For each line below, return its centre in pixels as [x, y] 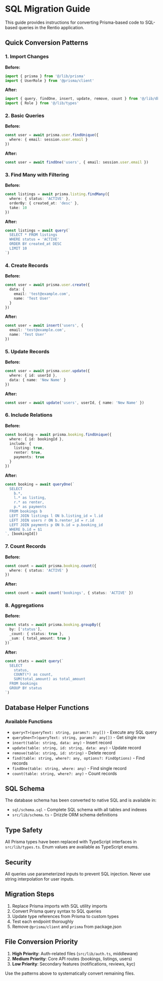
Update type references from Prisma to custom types [65, 916]
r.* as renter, [29, 502]
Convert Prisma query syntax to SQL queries [57, 911]
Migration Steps [30, 894]
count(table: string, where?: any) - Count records [65, 773]
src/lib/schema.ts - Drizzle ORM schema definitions [65, 815]
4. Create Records [27, 265]
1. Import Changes [27, 57]
